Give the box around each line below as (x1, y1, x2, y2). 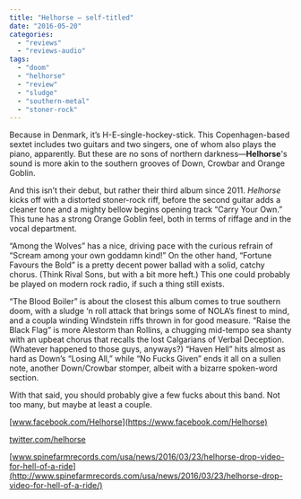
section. (9, 372, 39, 383)
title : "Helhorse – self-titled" (9, 13, 134, 22)
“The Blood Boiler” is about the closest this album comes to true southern (9, 296, 280, 307)
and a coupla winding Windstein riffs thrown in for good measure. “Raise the (9, 315, 291, 326)
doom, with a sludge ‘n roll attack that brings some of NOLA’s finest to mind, (9, 306, 289, 317)
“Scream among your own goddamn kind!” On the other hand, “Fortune (9, 250, 272, 261)
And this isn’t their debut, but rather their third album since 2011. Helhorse (9, 185, 281, 196)
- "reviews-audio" (17, 47, 87, 56)
